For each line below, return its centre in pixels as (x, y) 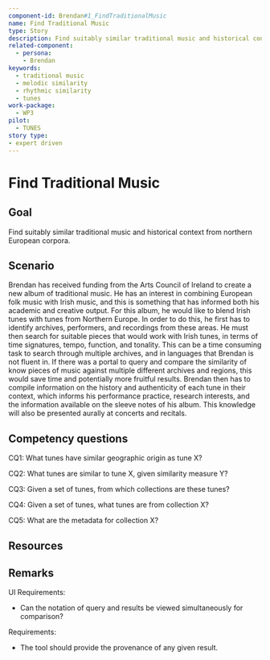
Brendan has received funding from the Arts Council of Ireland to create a (130, 285)
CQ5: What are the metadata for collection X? (84, 521)
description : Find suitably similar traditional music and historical (129, 38)
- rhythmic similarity (53, 91)
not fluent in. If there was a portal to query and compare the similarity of (128, 362)
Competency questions (68, 438)
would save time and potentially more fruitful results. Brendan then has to (129, 379)
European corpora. (39, 240)
